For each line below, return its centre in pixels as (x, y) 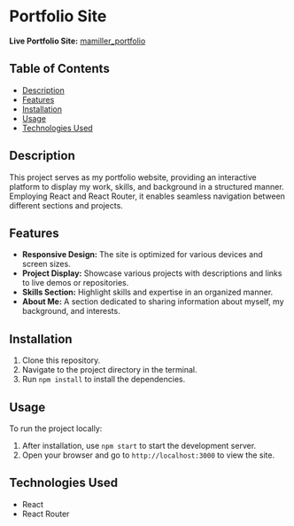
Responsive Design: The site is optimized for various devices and (142, 255)
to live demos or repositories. (75, 283)
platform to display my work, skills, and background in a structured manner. (147, 186)
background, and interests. (71, 311)
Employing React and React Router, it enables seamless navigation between (147, 196)
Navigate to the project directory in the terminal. (109, 370)
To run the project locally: (56, 428)
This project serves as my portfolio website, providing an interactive (133, 177)
